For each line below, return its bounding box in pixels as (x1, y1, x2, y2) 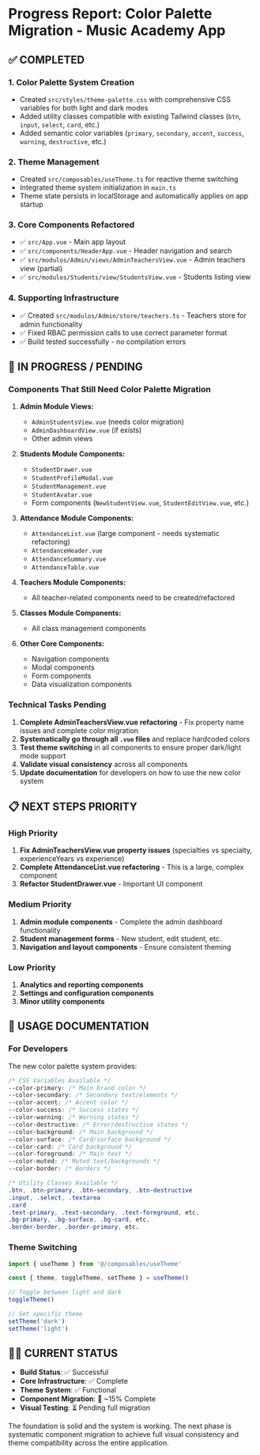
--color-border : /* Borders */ (8, 1165, 111, 1173)
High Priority (8, 828, 58, 839)
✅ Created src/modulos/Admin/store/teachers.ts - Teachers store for (19, 310, 247, 320)
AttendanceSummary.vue (31, 555, 107, 564)
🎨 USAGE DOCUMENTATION (8, 1019, 149, 1033)
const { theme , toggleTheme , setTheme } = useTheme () (8, 1274, 190, 1282)
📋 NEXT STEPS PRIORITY (8, 800, 138, 814)
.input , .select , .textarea (8, 1193, 101, 1202)
